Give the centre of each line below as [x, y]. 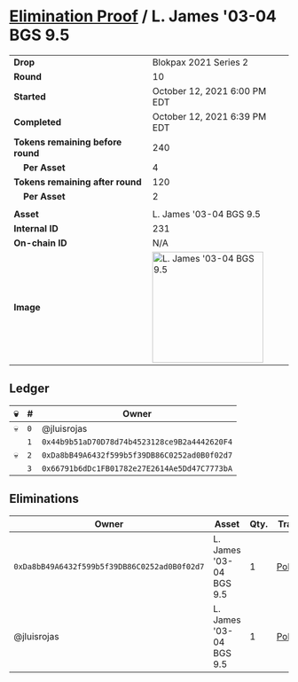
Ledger [29, 389]
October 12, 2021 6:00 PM [209, 90]
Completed [38, 122]
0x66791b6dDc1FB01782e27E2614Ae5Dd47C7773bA [137, 468]
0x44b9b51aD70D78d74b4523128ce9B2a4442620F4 [137, 442]
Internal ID [36, 228]
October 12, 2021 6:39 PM [209, 116]
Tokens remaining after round [78, 182]
